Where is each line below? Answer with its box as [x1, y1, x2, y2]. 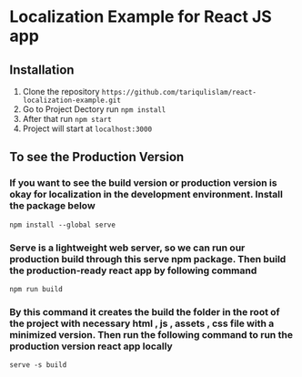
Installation [9, 62, 75, 77]
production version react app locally [9, 340, 173, 352]
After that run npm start [22, 114, 112, 124]
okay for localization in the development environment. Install [9, 188, 284, 201]
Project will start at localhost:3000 [22, 123, 153, 134]
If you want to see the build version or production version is [9, 177, 277, 189]
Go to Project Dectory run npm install [22, 104, 166, 115]
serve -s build [9, 361, 67, 370]
